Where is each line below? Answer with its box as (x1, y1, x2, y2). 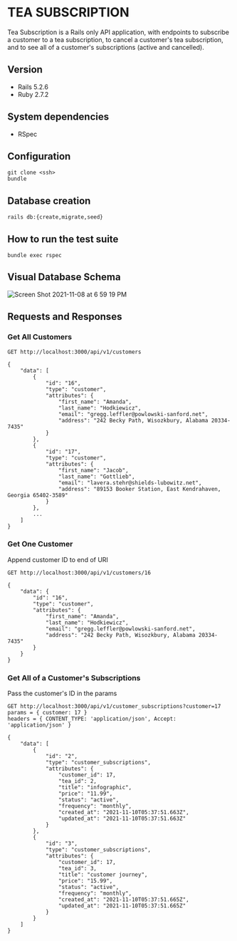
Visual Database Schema (7, 271, 121, 284)
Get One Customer (7, 539, 73, 549)
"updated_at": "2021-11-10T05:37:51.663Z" (58, 815, 186, 823)
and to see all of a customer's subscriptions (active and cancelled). (7, 43, 205, 51)
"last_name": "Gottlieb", (58, 473, 135, 480)
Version (7, 63, 43, 76)
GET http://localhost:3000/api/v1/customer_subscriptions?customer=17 (7, 703, 221, 710)
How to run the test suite (7, 233, 119, 245)
